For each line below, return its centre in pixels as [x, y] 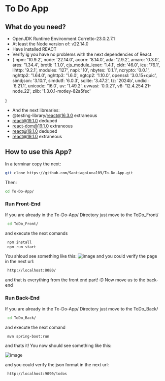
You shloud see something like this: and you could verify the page [81, 256]
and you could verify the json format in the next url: [57, 365]
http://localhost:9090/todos [37, 374]
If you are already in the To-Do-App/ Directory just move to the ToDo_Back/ [82, 308]
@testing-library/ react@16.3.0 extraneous [55, 115]
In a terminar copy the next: [33, 164]
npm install [19, 242]
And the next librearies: [36, 110]
